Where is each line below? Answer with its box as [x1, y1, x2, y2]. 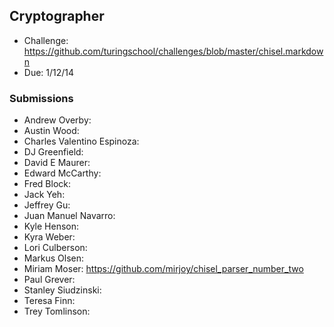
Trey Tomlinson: [23, 305, 91, 318]
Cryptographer [9, 8, 105, 25]
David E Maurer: [23, 157, 91, 169]
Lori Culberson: [23, 242, 88, 254]
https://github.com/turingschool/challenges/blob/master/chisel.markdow [23, 45, 324, 57]
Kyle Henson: [23, 220, 80, 233]
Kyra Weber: [23, 231, 76, 243]
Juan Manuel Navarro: [23, 210, 116, 222]
